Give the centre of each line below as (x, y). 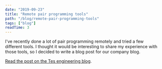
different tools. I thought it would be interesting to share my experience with (81, 47)
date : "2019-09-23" (25, 9)
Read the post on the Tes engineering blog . (48, 61)
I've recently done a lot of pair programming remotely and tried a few (74, 41)
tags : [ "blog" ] (20, 23)
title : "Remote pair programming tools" (47, 14)
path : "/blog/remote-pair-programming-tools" (52, 18)
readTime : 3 (17, 28)
